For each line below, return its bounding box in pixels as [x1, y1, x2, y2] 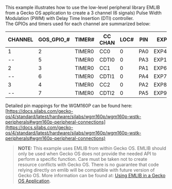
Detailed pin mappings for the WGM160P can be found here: [5, 102, 133, 109]
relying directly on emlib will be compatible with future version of [17, 167, 155, 173]
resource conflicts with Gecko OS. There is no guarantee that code [17, 161, 159, 167]
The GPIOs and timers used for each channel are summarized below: [5, 20, 151, 27]
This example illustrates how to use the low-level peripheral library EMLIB [5, 5, 160, 10]
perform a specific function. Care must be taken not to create [17, 156, 147, 162]
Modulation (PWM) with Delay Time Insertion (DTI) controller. [5, 15, 134, 21]
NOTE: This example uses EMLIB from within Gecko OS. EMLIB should [17, 145, 166, 151]
